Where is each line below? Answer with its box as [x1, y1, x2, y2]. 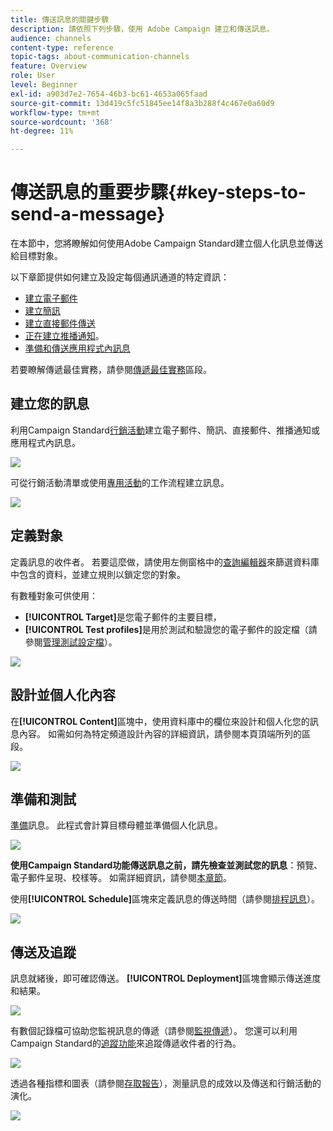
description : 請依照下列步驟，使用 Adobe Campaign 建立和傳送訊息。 [10, 24, 275, 34]
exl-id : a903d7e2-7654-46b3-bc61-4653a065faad [10, 89, 208, 99]
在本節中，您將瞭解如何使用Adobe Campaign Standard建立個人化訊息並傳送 [10, 237, 324, 250]
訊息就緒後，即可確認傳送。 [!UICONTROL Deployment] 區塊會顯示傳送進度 [10, 972, 322, 985]
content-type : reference [10, 42, 114, 53]
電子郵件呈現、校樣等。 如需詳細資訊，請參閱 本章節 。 [10, 872, 232, 884]
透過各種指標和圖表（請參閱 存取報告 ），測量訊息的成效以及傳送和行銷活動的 [10, 1077, 322, 1090]
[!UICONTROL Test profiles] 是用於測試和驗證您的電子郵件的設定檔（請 [24, 623, 318, 635]
